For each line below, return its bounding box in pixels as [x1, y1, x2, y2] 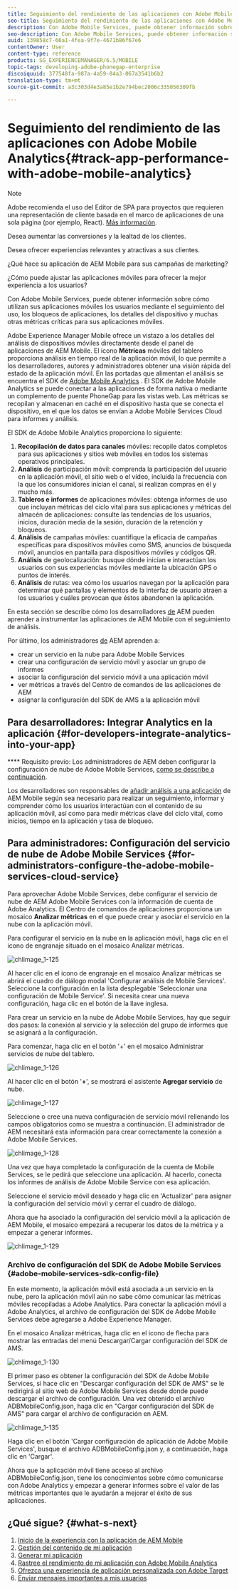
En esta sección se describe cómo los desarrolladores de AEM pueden [7, 607, 215, 616]
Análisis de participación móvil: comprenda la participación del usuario [17, 465, 228, 474]
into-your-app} [7, 738, 76, 750]
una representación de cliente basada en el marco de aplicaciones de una [7, 211, 224, 219]
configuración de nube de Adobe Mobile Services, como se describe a [7, 765, 215, 773]
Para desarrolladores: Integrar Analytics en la [7, 716, 213, 728]
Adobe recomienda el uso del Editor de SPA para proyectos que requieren [7, 203, 224, 212]
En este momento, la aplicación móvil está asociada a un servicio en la [7, 1285, 214, 1293]
